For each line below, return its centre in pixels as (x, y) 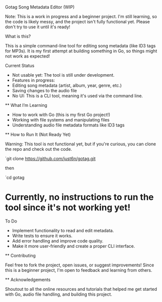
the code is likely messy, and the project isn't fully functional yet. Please (78, 22)
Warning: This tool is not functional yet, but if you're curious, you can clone (81, 144)
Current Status (20, 66)
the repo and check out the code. (39, 149)
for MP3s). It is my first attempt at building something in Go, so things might (81, 51)
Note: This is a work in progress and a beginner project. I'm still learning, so (81, 16)
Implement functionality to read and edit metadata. (63, 230)
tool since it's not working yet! (68, 208)
